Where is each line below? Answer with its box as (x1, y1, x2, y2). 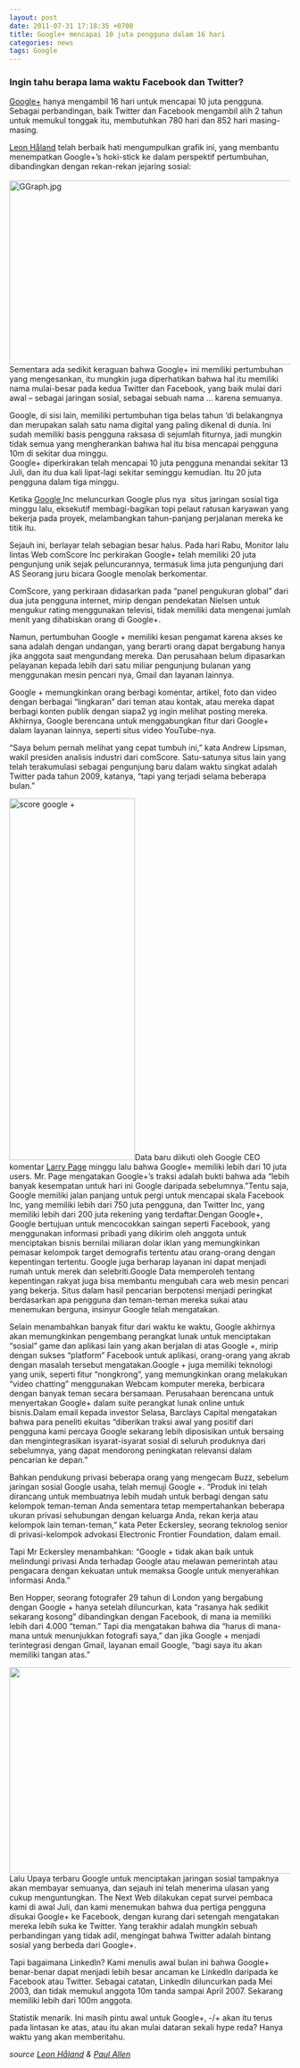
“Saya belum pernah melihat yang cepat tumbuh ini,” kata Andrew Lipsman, (9, 742, 287, 753)
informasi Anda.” (9, 1575, 71, 1585)
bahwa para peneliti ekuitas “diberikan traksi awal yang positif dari (9, 1416, 254, 1428)
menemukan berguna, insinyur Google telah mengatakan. (9, 1304, 221, 1315)
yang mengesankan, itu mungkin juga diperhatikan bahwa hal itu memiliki (9, 373, 279, 385)
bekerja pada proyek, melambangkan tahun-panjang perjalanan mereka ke (9, 513, 284, 524)
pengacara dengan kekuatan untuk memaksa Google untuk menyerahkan (9, 1566, 279, 1577)
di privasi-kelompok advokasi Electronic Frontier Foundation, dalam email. (9, 1529, 281, 1540)
